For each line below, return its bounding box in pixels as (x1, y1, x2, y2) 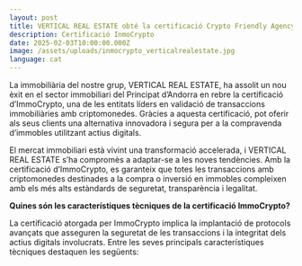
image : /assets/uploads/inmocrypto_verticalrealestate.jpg (9, 47, 235, 56)
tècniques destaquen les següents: (9, 246, 139, 257)
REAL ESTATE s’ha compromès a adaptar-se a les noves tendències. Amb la (9, 155, 290, 164)
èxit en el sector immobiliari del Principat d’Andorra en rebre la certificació (9, 89, 284, 100)
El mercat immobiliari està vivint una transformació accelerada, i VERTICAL (9, 145, 287, 155)
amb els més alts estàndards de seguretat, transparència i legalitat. (9, 183, 258, 193)
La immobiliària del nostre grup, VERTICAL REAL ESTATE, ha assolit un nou (9, 80, 287, 90)
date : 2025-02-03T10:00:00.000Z (9, 38, 130, 48)
